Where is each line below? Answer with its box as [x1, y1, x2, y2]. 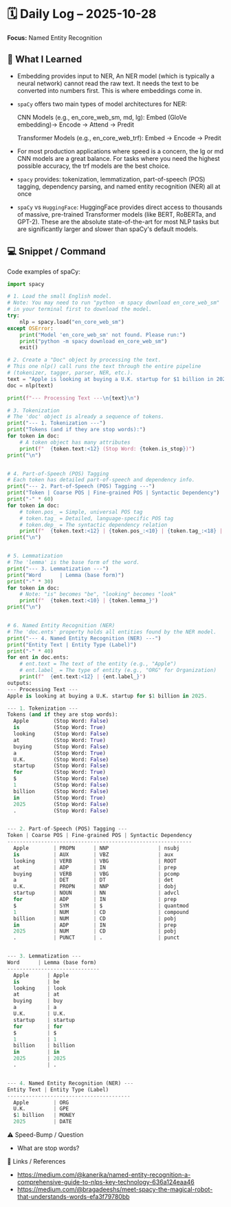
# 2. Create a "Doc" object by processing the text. [7, 356, 162, 364]
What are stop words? [16, 1144, 80, 1153]
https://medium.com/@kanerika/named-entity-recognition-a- [16, 1171, 191, 1179]
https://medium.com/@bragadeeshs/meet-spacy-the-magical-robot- [16, 1185, 213, 1194]
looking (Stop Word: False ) [13, 730, 109, 737]
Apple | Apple [13, 972, 69, 979]
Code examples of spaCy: [7, 267, 80, 276]
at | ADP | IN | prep [13, 864, 177, 871]
